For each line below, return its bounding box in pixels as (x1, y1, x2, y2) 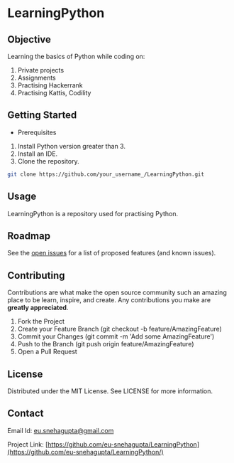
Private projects (17, 66, 65, 74)
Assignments (17, 73, 57, 82)
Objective (7, 33, 52, 46)
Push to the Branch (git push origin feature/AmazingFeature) (17, 340, 194, 348)
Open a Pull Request (17, 347, 78, 356)
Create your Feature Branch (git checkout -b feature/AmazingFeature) (17, 325, 222, 334)
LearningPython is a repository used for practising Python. (7, 209, 179, 218)
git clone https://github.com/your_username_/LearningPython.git (7, 171, 204, 178)
